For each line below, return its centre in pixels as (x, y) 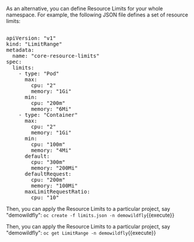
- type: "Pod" (39, 73)
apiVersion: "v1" (31, 38)
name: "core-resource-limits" (56, 56)
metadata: (20, 50)
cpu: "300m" (48, 162)
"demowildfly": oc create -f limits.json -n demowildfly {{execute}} (91, 215)
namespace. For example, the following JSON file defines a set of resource (97, 15)
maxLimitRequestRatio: (57, 192)
